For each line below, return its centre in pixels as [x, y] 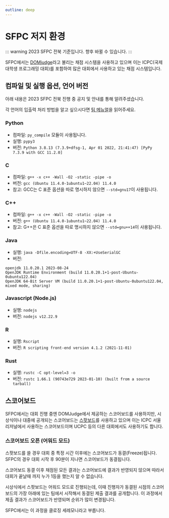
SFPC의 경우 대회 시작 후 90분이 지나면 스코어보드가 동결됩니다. [68, 459]
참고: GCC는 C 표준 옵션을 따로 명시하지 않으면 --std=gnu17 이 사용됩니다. [85, 189]
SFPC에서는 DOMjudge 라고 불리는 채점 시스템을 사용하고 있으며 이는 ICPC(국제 [84, 62]
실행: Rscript [26, 341]
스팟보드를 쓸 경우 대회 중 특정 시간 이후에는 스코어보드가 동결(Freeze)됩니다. [81, 453]
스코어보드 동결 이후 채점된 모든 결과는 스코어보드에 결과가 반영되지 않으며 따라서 [85, 470]
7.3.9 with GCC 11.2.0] [38, 152]
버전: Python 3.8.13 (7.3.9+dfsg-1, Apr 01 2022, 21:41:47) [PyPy [82, 147]
